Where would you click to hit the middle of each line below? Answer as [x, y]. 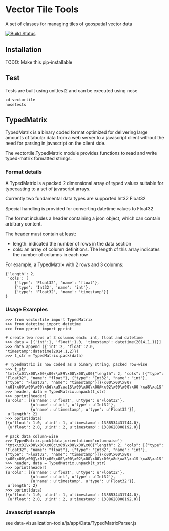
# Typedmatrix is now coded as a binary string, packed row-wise [76, 364]
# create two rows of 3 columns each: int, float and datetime [74, 338]
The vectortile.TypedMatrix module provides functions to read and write [81, 153]
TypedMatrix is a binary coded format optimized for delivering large [77, 132]
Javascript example [30, 512]
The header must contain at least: [41, 234]
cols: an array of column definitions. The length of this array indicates [86, 249]
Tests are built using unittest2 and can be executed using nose [71, 90]
